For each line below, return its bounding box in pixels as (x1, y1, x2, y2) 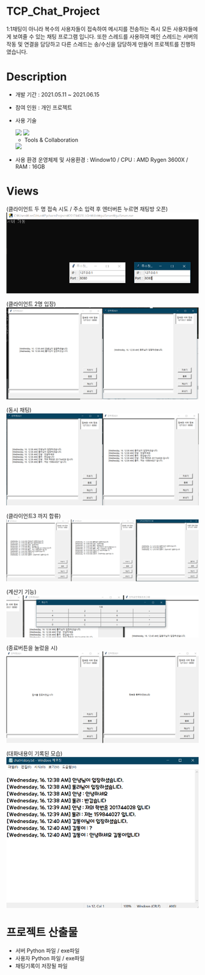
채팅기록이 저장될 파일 (15, 962, 68, 970)
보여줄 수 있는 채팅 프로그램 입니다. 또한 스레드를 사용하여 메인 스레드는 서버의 (12, 32, 198, 40)
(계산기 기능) (6, 588, 37, 595)
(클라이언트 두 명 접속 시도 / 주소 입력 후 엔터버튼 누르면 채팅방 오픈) (6, 205, 168, 212)
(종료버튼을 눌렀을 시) (6, 644, 58, 652)
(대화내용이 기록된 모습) (6, 749, 63, 757)
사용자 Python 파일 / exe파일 (15, 954, 85, 962)
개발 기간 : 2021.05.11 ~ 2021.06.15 (15, 90, 99, 98)
